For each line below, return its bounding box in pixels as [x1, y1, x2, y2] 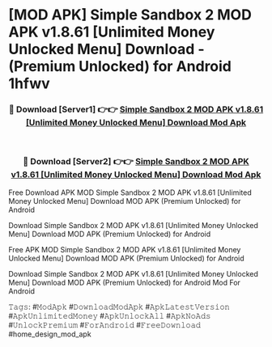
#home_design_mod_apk [8, 329, 91, 339]
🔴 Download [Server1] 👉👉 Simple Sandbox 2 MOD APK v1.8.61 [8, 104, 264, 115]
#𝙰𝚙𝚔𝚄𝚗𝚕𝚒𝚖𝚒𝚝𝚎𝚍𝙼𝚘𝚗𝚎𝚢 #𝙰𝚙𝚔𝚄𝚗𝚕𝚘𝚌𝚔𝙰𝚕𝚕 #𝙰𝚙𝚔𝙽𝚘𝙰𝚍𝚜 [8, 311, 211, 320]
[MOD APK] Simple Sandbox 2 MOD [8, 6, 253, 24]
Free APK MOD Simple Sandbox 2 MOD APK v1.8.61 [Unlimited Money [8, 244, 241, 254]
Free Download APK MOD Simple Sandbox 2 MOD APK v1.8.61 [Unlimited [8, 188, 253, 197]
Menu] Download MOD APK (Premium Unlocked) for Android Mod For [8, 277, 241, 287]
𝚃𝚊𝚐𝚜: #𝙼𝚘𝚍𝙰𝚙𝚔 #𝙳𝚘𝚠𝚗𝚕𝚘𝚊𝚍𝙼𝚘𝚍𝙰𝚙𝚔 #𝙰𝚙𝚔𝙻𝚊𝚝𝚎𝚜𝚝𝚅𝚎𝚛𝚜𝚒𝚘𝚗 [8, 302, 231, 311]
